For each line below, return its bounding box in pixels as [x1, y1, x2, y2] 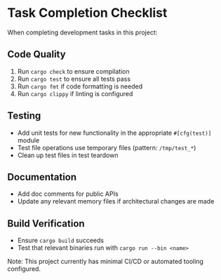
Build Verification [7, 218, 86, 229]
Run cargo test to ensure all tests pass [17, 74, 131, 83]
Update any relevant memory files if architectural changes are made [17, 197, 215, 206]
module [17, 135, 40, 145]
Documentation [7, 171, 77, 183]
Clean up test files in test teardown [17, 151, 119, 159]
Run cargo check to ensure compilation [17, 67, 130, 75]
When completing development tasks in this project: [7, 28, 158, 36]
